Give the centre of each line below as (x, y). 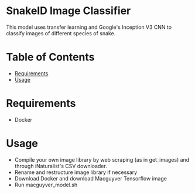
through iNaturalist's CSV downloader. (61, 166)
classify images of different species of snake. (61, 33)
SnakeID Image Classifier (69, 11)
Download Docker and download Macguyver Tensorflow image (90, 178)
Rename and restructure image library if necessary (76, 172)
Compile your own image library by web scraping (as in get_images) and (102, 159)
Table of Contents (50, 57)
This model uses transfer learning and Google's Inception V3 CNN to (89, 27)
